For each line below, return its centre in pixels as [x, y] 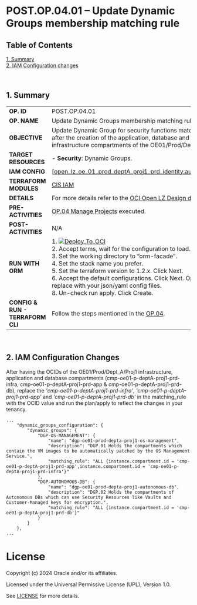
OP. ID [18, 111]
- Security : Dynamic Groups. [92, 158]
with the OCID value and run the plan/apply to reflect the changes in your [94, 403]
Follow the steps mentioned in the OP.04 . [108, 313]
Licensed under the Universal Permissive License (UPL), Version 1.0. [89, 584]
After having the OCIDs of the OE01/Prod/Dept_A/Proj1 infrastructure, [89, 371]
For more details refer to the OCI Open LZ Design [119, 198]
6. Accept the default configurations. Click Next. [118, 278]
